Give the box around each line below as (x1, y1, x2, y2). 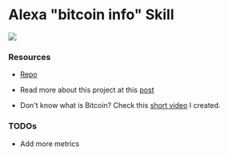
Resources (8, 51, 51, 62)
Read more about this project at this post (19, 85, 154, 95)
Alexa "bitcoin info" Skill (8, 6, 174, 24)
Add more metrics (19, 138, 80, 149)
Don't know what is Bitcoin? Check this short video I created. (19, 101, 222, 110)
